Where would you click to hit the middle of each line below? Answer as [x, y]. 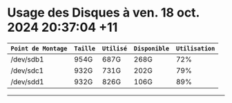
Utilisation [195, 48]
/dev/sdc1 [27, 71]
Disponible [152, 48]
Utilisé [115, 48]
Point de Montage [39, 48]
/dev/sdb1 [27, 59]
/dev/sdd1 [27, 82]
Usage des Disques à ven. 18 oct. [104, 13]
